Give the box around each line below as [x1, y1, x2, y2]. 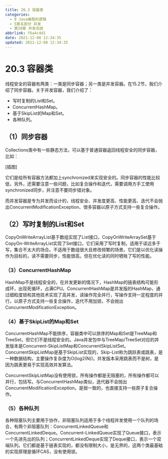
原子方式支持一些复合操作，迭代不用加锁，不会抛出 [18, 298, 123, 304]
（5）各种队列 [5, 405, 39, 412]
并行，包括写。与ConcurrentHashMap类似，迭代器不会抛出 [5, 378, 127, 384]
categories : [5, 12, 30, 17]
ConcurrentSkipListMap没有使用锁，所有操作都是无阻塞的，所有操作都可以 [5, 372, 159, 378]
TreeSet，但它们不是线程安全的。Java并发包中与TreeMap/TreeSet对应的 [5, 337, 155, 343]
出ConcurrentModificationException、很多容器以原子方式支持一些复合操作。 [5, 204, 162, 210]
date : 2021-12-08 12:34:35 [5, 36, 61, 41]
